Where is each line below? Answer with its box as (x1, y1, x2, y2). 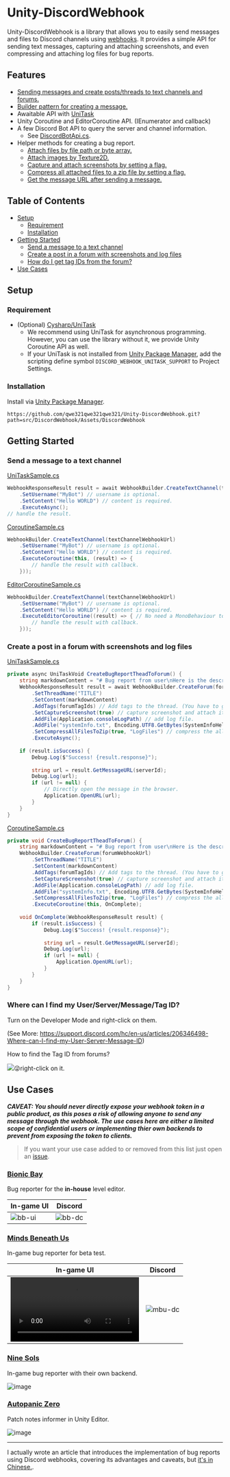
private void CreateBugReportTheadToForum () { (7, 837, 142, 844)
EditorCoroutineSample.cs (7, 580, 81, 588)
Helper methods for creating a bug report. (16, 139, 136, 147)
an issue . (23, 1152, 50, 1160)
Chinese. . (7, 1463, 34, 1471)
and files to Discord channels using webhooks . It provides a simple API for (7, 34, 217, 43)
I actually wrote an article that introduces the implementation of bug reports (7, 1448, 220, 1456)
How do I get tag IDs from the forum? (27, 257, 132, 265)
